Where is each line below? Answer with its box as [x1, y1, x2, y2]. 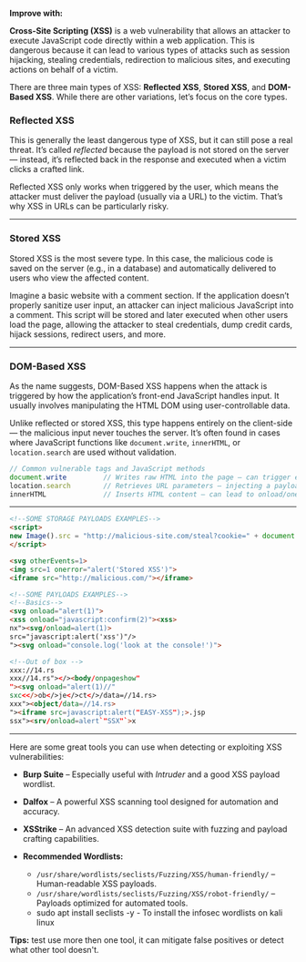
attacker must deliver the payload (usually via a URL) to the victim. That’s [9, 191, 283, 202]
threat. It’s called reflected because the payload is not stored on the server [9, 145, 290, 156]
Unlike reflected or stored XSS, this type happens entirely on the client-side [9, 417, 293, 428]
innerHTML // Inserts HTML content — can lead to [9, 489, 255, 499]
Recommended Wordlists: [22, 851, 124, 862]
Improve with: [9, 8, 64, 18]
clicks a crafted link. [9, 164, 85, 175]
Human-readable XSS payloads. [36, 878, 158, 889]
